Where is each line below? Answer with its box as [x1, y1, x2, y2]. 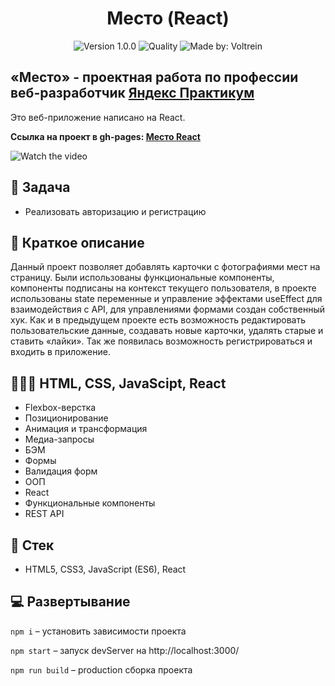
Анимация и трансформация [24, 423, 148, 435]
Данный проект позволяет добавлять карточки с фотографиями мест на [10, 261, 321, 273]
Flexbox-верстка [24, 402, 97, 414]
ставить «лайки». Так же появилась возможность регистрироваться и [10, 335, 313, 347]
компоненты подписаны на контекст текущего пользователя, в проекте [10, 282, 317, 294]
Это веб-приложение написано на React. [10, 111, 186, 123]
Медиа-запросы [24, 433, 95, 446]
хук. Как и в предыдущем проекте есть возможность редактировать [10, 314, 306, 326]
